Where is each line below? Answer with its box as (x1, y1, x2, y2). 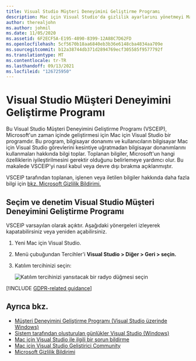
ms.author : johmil (6, 25, 51, 31)
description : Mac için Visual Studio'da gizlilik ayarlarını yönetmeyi (6, 14, 184, 20)
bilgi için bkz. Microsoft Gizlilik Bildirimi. (6, 180, 101, 187)
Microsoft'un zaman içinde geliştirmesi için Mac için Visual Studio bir (6, 132, 171, 139)
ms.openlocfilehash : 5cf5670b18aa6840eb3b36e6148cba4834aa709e (6, 42, 163, 47)
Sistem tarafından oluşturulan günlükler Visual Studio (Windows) (14, 329, 170, 336)
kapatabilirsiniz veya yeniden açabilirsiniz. (6, 228, 107, 235)
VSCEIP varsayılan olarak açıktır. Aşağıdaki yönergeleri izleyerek (6, 222, 160, 229)
